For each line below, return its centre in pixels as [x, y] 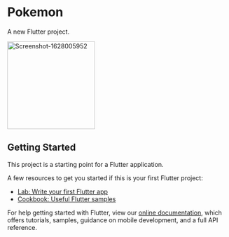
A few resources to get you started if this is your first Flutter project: [105, 178]
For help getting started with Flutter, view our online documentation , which [115, 212]
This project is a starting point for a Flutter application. [85, 164]
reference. [22, 227]
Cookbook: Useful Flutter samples [67, 199]
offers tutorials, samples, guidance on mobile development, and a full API [113, 220]
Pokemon [35, 12]
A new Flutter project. [39, 32]
